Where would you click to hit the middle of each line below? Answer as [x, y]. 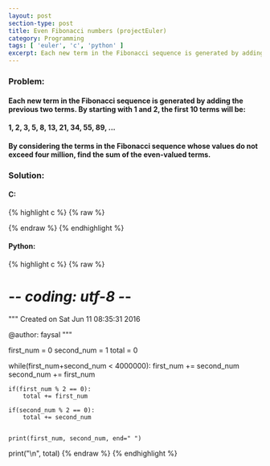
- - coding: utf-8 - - [70, 297]
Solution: [27, 175]
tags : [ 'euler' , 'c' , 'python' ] [66, 46]
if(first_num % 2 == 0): [50, 389]
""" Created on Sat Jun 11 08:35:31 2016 [74, 319]
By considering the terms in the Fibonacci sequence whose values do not [133, 146]
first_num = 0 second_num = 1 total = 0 [73, 350]
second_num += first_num [52, 374]
